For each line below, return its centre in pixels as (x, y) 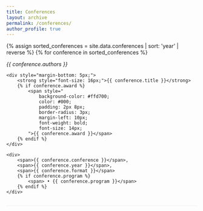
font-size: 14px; (61, 129)
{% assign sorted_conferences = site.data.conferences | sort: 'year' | (92, 46)
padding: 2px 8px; (62, 107)
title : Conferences (31, 12)
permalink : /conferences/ (39, 23)
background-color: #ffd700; (74, 97)
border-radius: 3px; (65, 113)
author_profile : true (34, 29)
